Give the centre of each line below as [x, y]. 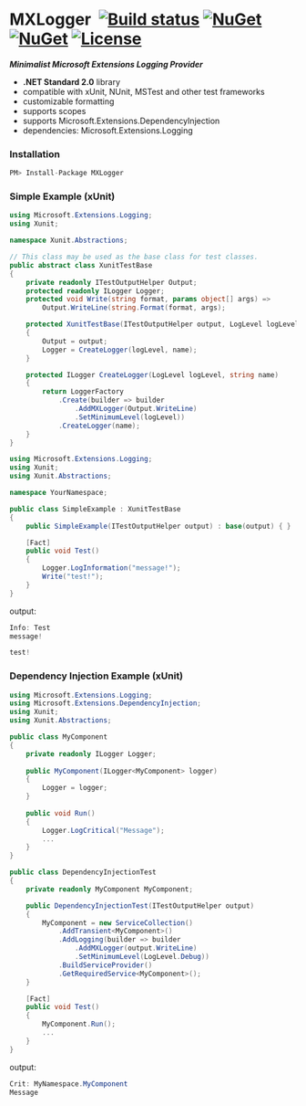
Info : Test [30, 627]
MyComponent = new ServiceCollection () [118, 922]
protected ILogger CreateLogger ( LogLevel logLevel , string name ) [153, 374]
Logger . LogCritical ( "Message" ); [104, 830]
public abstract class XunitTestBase [81, 265]
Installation [35, 153]
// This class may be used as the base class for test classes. [134, 257]
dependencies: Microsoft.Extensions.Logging [107, 130]
